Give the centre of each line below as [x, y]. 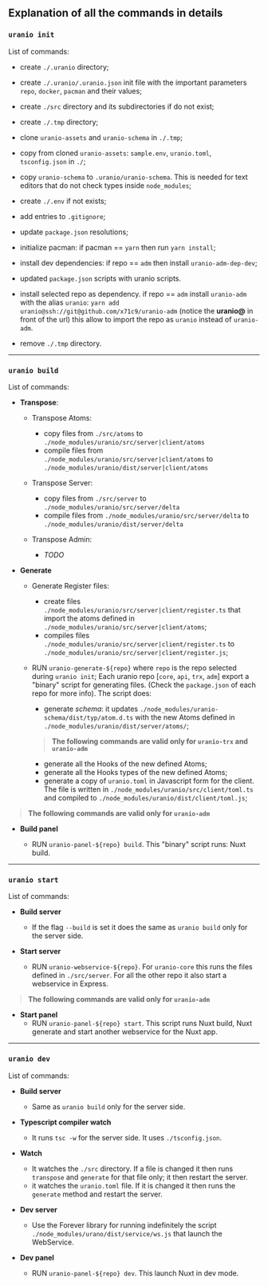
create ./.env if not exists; [63, 201]
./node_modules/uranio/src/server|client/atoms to [128, 458]
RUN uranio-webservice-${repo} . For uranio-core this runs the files [142, 967]
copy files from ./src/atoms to [93, 433]
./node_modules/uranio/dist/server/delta [113, 524]
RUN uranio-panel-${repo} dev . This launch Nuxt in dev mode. [135, 1273]
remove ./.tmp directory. [61, 343]
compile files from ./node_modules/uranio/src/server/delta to [146, 515]
